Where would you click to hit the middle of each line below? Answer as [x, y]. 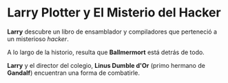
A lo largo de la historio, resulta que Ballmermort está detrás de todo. [106, 52]
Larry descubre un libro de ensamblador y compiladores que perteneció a [112, 32]
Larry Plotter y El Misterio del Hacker [114, 13]
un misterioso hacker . [38, 38]
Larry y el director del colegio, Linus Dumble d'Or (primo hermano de [106, 65]
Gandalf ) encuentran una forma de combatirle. [73, 73]
